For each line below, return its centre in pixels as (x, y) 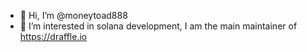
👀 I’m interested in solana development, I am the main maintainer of (158, 26)
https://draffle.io (53, 36)
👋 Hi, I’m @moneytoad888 (73, 15)
